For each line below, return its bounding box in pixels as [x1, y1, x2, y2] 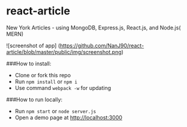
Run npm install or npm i [14, 78, 78, 85]
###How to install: [6, 60, 52, 67]
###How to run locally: [6, 96, 63, 103]
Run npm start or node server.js [14, 107, 96, 114]
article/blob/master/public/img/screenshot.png [6, 48, 122, 55]
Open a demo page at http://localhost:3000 [14, 114, 123, 121]
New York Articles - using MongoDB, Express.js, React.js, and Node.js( [6, 24, 181, 31]
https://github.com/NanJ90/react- [59, 42, 144, 49]
